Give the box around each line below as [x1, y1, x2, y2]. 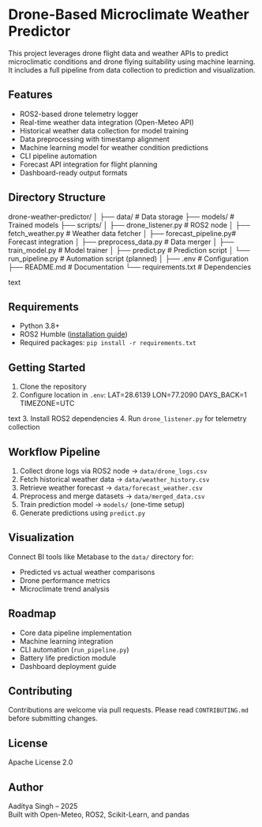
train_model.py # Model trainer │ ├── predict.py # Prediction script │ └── [8, 245, 250, 254]
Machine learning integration [19, 636, 114, 645]
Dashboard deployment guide [19, 661, 117, 671]
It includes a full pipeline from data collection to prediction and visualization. [8, 65, 256, 74]
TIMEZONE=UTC [19, 399, 75, 408]
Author [8, 780, 43, 794]
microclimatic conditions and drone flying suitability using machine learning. [8, 57, 256, 66]
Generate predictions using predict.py [19, 508, 146, 517]
